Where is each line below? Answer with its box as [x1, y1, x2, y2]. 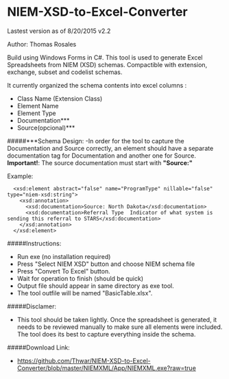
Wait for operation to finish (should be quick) [16, 274, 144, 282]
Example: [7, 172, 34, 180]
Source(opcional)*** [16, 123, 75, 132]
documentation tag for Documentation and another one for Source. [7, 151, 197, 160]
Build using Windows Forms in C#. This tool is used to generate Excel [7, 53, 203, 62]
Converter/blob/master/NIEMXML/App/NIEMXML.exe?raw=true [16, 364, 197, 372]
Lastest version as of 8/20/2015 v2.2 [7, 27, 111, 35]
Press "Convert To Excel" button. [16, 267, 111, 275]
